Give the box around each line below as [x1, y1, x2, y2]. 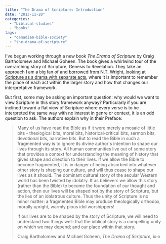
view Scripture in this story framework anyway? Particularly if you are [5, 99, 147, 105]
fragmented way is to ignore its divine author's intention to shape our [17, 141, 158, 146]
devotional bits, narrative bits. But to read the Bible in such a [17, 135, 140, 141]
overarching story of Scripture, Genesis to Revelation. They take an [5, 63, 142, 69]
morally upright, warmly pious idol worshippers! [17, 203, 115, 209]
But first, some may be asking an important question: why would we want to [5, 94, 160, 100]
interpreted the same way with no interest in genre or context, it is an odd [5, 110, 155, 116]
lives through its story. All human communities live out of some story [17, 146, 157, 151]
